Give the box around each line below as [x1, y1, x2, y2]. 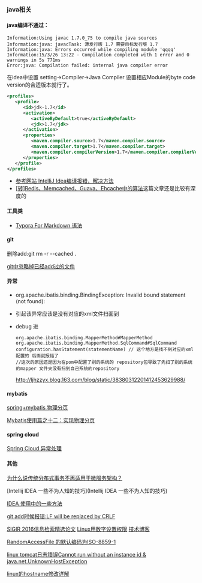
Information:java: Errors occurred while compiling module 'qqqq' [7, 47, 176, 53]
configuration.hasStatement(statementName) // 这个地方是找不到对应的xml [15, 346, 194, 352]
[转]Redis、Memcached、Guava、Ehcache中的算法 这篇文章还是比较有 [15, 185, 191, 192]
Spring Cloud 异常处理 [7, 445, 62, 452]
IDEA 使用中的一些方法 [7, 500, 62, 507]
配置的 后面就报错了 [15, 352, 59, 358]
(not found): [15, 297, 46, 304]
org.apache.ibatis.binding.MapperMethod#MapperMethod [15, 334, 153, 340]
